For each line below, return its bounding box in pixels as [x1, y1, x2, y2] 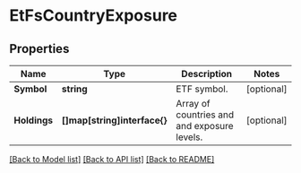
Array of [176, 98, 211, 109]
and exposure [176, 120, 235, 132]
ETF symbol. [176, 82, 228, 95]
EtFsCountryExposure [9, 5, 177, 26]
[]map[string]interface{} [61, 114, 168, 126]
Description [181, 68, 233, 80]
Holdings [13, 114, 54, 126]
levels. [176, 131, 203, 143]
